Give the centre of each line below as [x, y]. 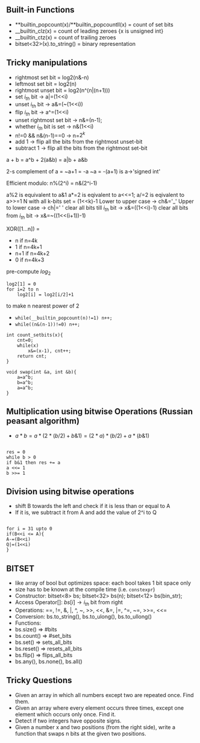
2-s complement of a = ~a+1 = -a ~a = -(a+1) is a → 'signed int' [83, 172]
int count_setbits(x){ [35, 335]
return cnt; [32, 356]
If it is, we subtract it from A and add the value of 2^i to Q [86, 512]
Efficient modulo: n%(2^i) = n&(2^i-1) [52, 183]
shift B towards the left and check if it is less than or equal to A [92, 506]
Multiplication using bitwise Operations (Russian [100, 412]
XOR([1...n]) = [23, 229]
